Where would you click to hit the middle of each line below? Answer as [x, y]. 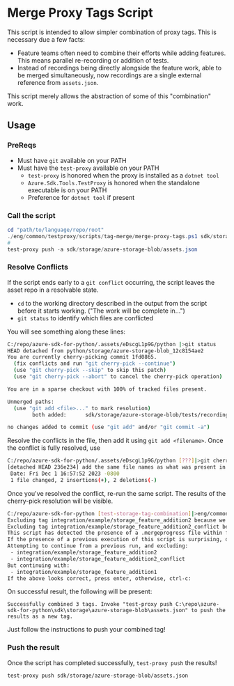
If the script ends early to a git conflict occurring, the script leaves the [111, 282]
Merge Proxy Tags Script [80, 13]
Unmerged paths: [31, 402]
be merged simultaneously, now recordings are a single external [109, 75]
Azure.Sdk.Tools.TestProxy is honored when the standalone [114, 182]
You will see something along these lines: [67, 332]
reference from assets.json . [58, 82]
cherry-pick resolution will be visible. [60, 501]
